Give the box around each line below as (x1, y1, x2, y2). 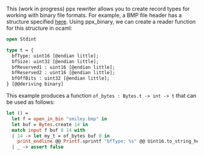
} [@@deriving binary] (6, 81, 64, 87)
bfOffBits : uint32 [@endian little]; (12, 75, 110, 81)
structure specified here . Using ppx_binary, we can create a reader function (6, 18, 196, 25)
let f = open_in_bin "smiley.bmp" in (12, 115, 107, 122)
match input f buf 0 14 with (12, 127, 86, 133)
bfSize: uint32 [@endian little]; (12, 58, 99, 64)
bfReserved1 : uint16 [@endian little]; (12, 64, 115, 70)
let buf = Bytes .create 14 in (12, 121, 88, 127)
